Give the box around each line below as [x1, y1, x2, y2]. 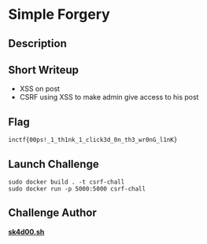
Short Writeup [8, 63, 79, 76]
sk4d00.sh [8, 227, 45, 236]
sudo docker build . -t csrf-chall [8, 178, 125, 186]
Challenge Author [8, 206, 97, 220]
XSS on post [19, 84, 61, 93]
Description [8, 37, 67, 50]
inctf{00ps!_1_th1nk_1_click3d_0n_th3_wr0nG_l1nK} [8, 136, 178, 144]
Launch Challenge [8, 157, 100, 170]
